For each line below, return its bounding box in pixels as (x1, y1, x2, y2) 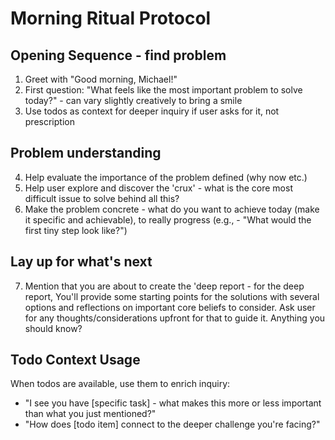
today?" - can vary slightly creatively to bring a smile (24, 95, 243, 106)
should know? (24, 322, 83, 334)
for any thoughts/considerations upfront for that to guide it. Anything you (24, 312, 326, 324)
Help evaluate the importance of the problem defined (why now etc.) (24, 171, 308, 183)
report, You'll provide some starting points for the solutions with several (24, 290, 320, 302)
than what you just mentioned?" (24, 408, 157, 420)
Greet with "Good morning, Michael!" (24, 73, 178, 85)
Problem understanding (10, 145, 162, 162)
